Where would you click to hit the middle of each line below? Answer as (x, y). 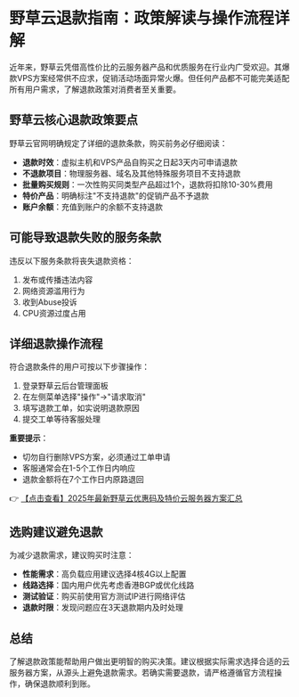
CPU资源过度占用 (54, 313)
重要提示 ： (29, 439)
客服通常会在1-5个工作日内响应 (79, 468)
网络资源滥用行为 (53, 291)
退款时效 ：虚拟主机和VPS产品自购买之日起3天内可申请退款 (130, 162)
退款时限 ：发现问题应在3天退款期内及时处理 (103, 608)
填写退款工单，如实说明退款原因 (81, 408)
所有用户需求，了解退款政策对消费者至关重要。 (95, 89)
